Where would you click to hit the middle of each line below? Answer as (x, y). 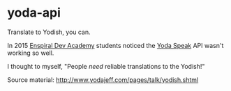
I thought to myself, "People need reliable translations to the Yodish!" (106, 66)
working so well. (31, 53)
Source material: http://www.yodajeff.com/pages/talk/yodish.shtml (103, 80)
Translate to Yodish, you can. (49, 32)
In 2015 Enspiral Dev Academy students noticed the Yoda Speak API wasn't (115, 45)
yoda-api (34, 13)
